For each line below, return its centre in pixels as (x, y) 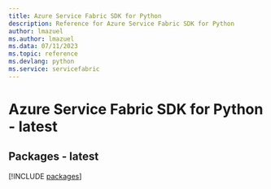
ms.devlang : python (42, 62)
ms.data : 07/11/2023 (44, 46)
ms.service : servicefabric (54, 69)
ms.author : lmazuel (42, 39)
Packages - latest (54, 157)
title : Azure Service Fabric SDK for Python (85, 16)
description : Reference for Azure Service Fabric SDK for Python (121, 24)
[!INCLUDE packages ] (45, 176)
